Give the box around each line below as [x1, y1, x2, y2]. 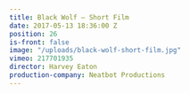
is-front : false [9, 37, 70, 47]
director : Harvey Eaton [9, 63, 98, 72]
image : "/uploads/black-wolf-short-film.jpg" [9, 46, 181, 55]
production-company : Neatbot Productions [9, 71, 166, 80]
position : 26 [9, 29, 58, 38]
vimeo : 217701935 [9, 54, 74, 63]
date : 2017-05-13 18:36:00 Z [9, 21, 118, 30]
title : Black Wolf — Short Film [9, 12, 129, 22]
